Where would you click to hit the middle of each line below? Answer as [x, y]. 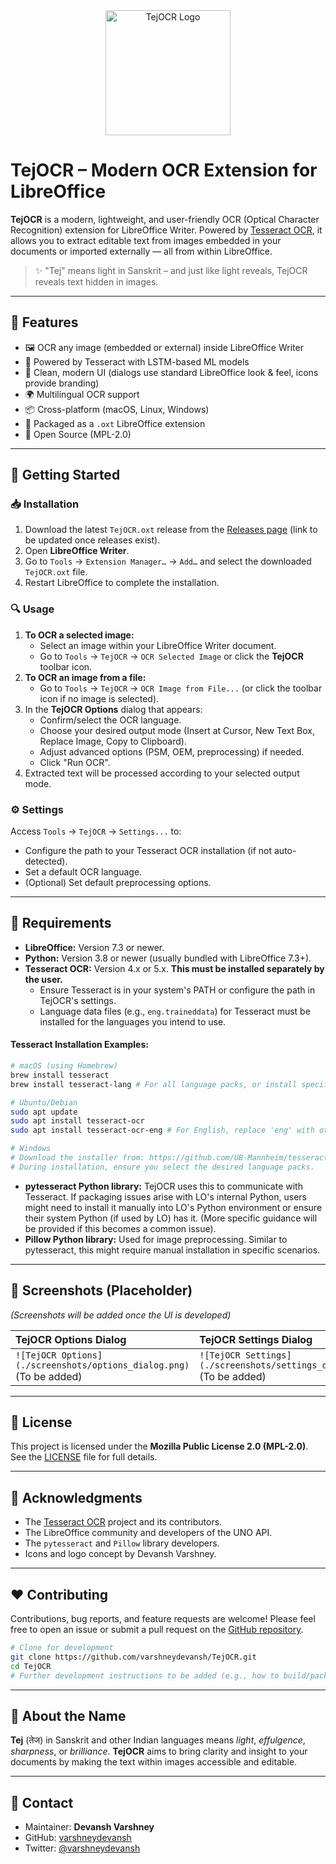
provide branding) [62, 383]
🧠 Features [44, 322]
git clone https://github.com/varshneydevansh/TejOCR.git [133, 1657]
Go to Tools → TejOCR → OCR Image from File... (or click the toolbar [181, 688]
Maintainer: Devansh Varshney [89, 1827]
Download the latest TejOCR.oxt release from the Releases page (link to [171, 530]
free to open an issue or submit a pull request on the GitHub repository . [157, 1630]
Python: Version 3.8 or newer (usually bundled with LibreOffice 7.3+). [168, 958]
